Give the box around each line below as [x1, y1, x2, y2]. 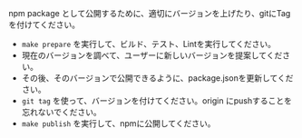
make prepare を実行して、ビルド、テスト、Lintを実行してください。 [21, 39, 276, 49]
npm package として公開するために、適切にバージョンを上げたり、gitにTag [8, 8, 291, 18]
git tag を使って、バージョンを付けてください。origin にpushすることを [21, 95, 292, 106]
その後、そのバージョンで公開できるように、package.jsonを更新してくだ [21, 73, 294, 84]
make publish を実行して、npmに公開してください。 [21, 118, 216, 129]
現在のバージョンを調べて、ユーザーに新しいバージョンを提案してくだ [21, 50, 283, 61]
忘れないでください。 [21, 107, 102, 117]
